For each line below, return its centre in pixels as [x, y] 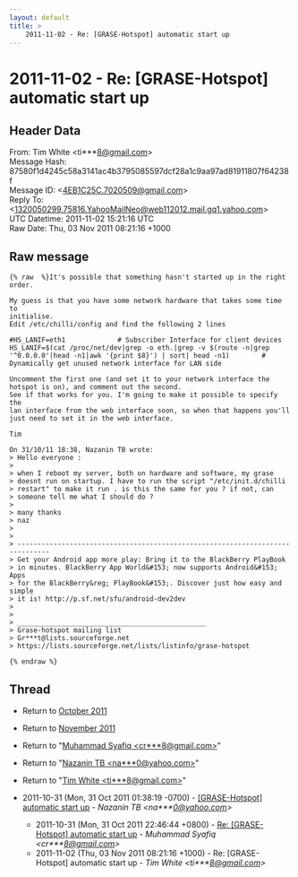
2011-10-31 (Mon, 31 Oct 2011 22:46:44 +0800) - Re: [132, 825]
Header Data [45, 130]
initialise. [31, 317]
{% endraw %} [34, 662]
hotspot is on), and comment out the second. [95, 387]
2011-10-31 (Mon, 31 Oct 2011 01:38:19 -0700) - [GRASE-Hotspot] [142, 798]
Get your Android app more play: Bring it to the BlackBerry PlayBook [152, 560]
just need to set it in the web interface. [92, 419]
